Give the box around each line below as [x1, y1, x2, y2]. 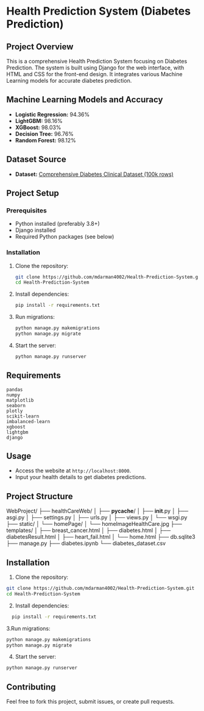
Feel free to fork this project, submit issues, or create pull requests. [6, 698, 175, 706]
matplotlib [6, 397, 34, 403]
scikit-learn [6, 413, 40, 419]
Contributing [6, 682, 56, 692]
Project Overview [6, 41, 74, 52]
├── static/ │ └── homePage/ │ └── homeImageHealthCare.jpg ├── [6, 520, 183, 528]
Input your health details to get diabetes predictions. [15, 474, 147, 481]
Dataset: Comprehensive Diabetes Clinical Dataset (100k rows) [15, 170, 174, 178]
